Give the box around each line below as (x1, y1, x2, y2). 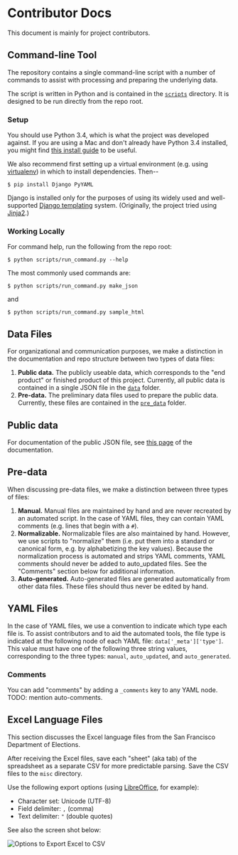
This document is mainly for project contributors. (7, 28, 151, 37)
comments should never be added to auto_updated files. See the (17, 559, 207, 568)
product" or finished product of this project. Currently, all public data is (17, 376, 225, 385)
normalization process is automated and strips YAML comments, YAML (17, 551, 226, 560)
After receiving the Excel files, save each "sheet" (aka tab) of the (7, 754, 198, 763)
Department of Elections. (7, 740, 80, 748)
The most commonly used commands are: (7, 269, 131, 277)
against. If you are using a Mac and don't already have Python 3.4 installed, (7, 139, 229, 147)
